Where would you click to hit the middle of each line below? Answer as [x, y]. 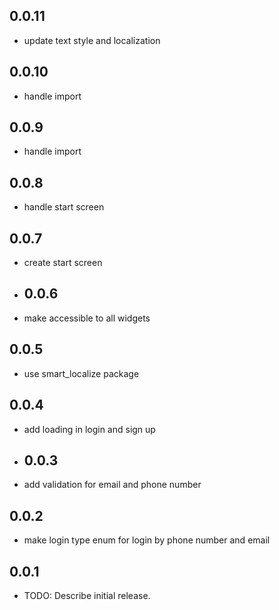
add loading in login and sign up [89, 429]
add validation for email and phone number [112, 485]
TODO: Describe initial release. [87, 595]
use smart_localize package [81, 373]
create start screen [63, 263]
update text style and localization [92, 40]
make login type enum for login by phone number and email [147, 540]
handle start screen [64, 207]
